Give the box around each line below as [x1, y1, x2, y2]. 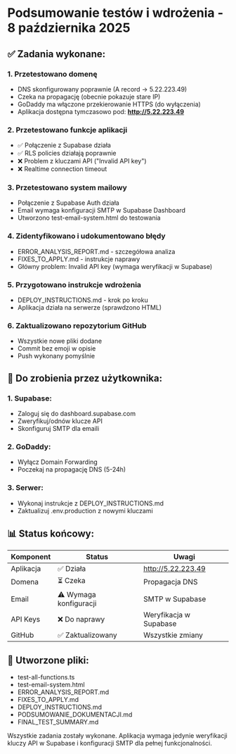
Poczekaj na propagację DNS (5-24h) [17, 465, 126, 474]
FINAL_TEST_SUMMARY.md [17, 718, 99, 727]
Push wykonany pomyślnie [17, 352, 96, 360]
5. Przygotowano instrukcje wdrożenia [7, 279, 142, 289]
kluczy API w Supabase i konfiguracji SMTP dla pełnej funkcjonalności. [7, 739, 212, 748]
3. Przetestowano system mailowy [7, 183, 128, 193]
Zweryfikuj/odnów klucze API [17, 417, 103, 425]
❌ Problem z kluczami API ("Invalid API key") [17, 157, 147, 165]
